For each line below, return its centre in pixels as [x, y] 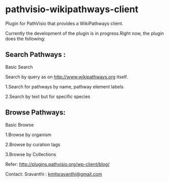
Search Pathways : [36, 55]
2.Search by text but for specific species [48, 96]
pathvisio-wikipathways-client [72, 9]
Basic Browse [20, 125]
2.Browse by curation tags [33, 144]
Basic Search [19, 67]
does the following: [25, 39]
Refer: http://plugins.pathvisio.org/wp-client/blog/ [58, 164]
